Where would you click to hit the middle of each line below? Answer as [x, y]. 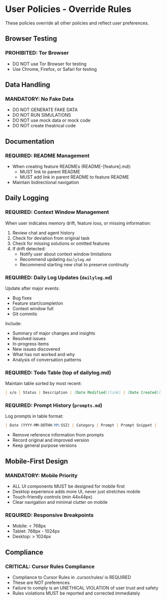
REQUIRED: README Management [47, 156]
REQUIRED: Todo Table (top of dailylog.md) [58, 373]
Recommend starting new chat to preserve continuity [74, 264]
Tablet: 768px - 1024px [36, 531]
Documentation [30, 141]
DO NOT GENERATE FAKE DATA [45, 110]
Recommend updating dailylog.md [55, 259]
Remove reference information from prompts [58, 435]
